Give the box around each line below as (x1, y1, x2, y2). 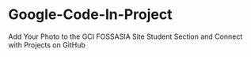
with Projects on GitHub (8, 40, 86, 49)
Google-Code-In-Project (8, 6, 173, 24)
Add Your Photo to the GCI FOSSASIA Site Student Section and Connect (8, 32, 243, 41)
